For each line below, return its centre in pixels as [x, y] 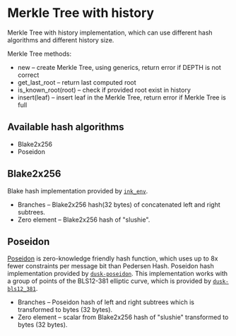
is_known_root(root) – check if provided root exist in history [104, 90]
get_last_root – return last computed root [77, 82]
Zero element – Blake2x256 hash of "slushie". [84, 220]
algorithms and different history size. [61, 40]
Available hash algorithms [66, 127]
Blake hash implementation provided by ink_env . [78, 191]
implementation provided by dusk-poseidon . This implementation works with [118, 274]
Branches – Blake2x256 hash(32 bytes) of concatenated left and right [119, 204]
